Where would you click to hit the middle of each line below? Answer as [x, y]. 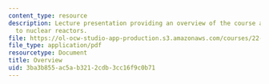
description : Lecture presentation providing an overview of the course [132, 23]
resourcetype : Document [48, 53]
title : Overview [35, 61]
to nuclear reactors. [52, 30]
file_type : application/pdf [55, 46]
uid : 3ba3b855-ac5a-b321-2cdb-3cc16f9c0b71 [82, 68]
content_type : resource [48, 16]
